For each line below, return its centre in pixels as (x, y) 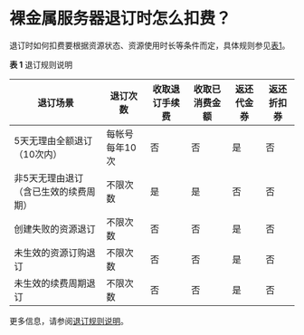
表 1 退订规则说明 (41, 64)
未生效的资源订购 (51, 253)
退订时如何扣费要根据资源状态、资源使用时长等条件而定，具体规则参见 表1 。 (150, 45)
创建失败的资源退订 (55, 229)
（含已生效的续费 (51, 191)
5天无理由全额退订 (53, 140)
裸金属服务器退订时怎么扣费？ (121, 19)
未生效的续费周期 (51, 283)
